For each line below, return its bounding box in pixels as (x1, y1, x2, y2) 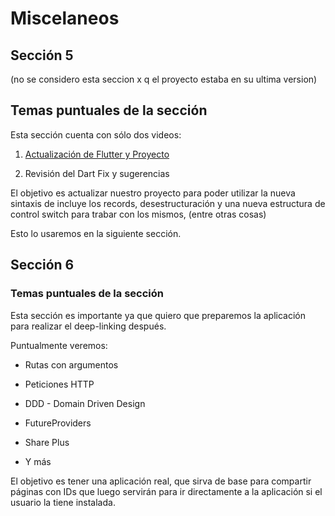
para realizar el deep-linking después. (10, 320, 167, 332)
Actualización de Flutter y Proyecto (24, 148, 170, 160)
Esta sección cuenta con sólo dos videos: (10, 128, 182, 141)
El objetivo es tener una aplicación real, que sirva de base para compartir (10, 475, 312, 487)
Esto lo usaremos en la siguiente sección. (10, 227, 182, 239)
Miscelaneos (10, 7, 120, 30)
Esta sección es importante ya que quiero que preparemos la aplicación (10, 309, 306, 321)
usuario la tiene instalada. (10, 496, 116, 508)
